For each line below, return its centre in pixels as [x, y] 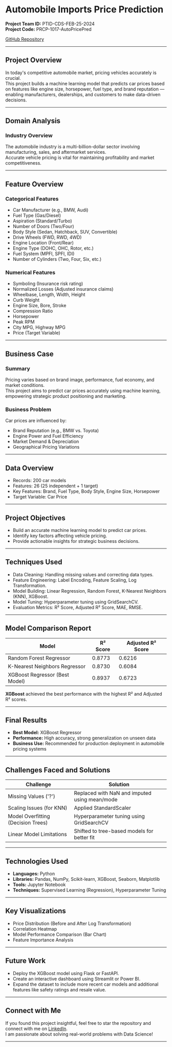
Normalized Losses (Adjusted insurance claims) [63, 289]
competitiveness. [24, 163]
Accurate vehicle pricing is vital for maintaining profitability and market [80, 157]
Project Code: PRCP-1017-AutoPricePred [48, 29]
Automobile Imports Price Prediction [84, 10]
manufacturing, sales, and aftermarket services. [56, 152]
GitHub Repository [25, 39]
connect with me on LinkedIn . [36, 1028]
